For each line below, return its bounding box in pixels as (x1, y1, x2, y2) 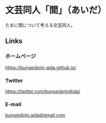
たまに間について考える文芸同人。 (5, 22, 75, 28)
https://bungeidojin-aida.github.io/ (5, 64, 76, 70)
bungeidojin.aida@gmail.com (5, 112, 65, 118)
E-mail (5, 100, 22, 107)
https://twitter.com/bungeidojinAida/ (5, 88, 80, 94)
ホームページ (5, 53, 36, 60)
